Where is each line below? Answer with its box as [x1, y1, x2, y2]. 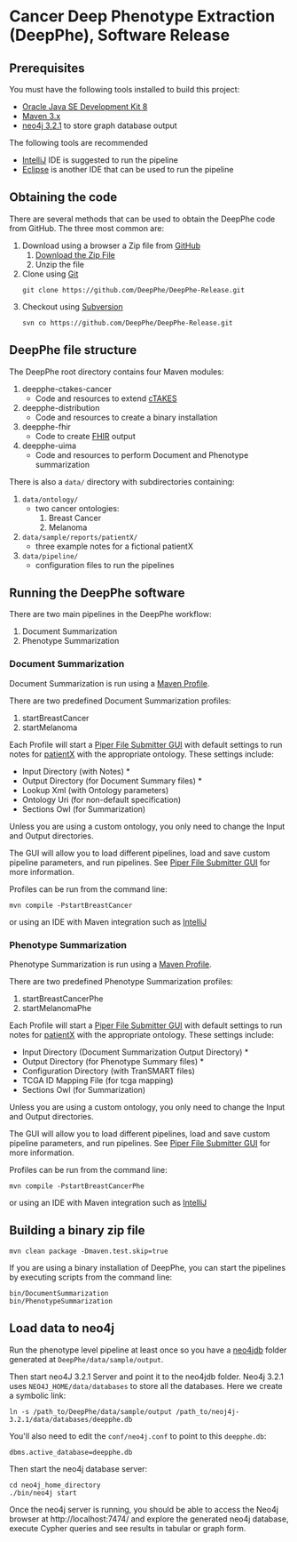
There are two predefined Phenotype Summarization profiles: [9, 976, 233, 987]
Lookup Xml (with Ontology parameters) [21, 784, 169, 795]
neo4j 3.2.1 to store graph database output [21, 120, 177, 131]
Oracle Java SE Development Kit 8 [21, 101, 148, 112]
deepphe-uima [21, 440, 77, 451]
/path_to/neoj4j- [176, 1407, 240, 1416]
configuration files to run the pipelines [35, 559, 175, 570]
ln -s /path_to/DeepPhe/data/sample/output [9, 1407, 173, 1416]
